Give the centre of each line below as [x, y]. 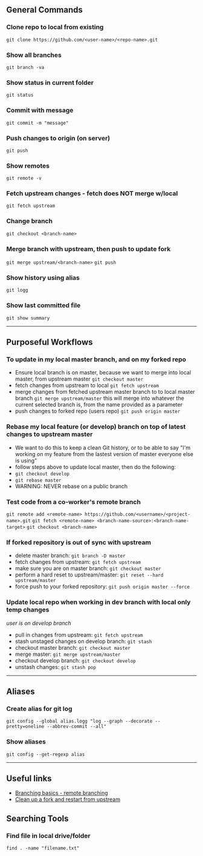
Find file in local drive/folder [48, 835]
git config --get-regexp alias [46, 754]
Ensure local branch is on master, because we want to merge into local [103, 373]
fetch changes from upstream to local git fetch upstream [87, 385]
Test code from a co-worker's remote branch [73, 502]
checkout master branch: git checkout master [73, 647]
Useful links [29, 778]
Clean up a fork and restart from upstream [68, 799]
